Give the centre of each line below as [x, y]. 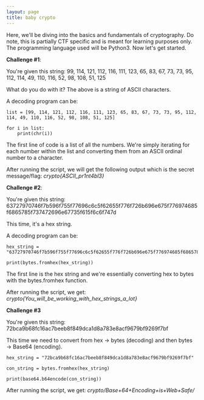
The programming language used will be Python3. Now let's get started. [96, 48]
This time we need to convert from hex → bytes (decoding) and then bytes [100, 340]
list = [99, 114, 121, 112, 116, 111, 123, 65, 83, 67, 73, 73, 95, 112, [102, 112]
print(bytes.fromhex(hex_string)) [50, 262]
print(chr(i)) [35, 133]
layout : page [23, 12]
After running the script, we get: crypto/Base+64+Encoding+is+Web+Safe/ [100, 390]
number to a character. [35, 158]
